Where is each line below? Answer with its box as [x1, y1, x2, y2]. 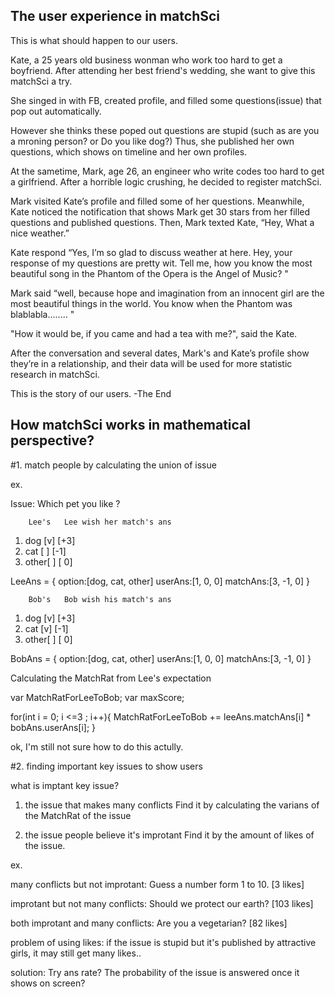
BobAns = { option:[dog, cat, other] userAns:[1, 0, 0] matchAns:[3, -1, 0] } [10, 652, 312, 664]
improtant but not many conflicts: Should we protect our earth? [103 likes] [10, 897, 314, 909]
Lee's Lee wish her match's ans [28, 517, 172, 527]
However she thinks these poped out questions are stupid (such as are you [10, 124, 320, 136]
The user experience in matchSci [10, 8, 221, 25]
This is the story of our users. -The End [10, 387, 172, 399]
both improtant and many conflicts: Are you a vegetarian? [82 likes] [10, 917, 288, 929]
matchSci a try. [10, 75, 73, 87]
